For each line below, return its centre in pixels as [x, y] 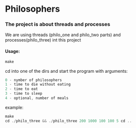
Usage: [13, 51]
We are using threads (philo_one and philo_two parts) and [63, 35]
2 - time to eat [21, 89]
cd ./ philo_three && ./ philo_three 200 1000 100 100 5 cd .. [68, 121]
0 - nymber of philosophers [34, 80]
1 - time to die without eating [38, 85]
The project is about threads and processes [58, 24]
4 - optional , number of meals [37, 98]
